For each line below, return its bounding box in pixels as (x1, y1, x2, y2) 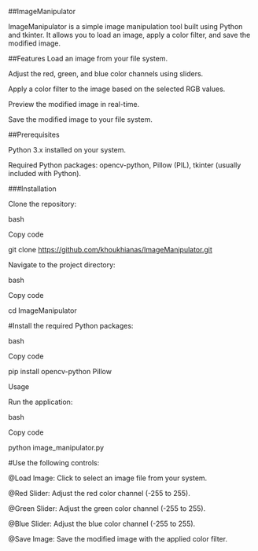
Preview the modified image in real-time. (8, 100, 140, 108)
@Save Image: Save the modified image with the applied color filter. (8, 534, 228, 543)
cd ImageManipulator (8, 306, 77, 315)
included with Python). (8, 169, 81, 178)
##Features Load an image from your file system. (8, 54, 168, 63)
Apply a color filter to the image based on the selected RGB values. (8, 84, 226, 94)
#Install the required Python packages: (8, 321, 134, 330)
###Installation (8, 184, 57, 193)
